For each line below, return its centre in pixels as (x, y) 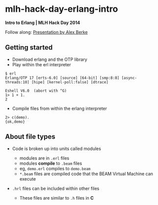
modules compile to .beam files (51, 163)
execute (27, 179)
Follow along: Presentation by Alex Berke (46, 32)
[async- (129, 78)
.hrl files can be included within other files (56, 188)
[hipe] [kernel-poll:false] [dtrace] (70, 82)
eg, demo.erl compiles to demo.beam (55, 168)
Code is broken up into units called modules (57, 149)
